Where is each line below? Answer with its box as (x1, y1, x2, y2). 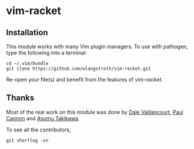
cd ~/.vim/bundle (6, 60, 49, 66)
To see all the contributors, (6, 126, 71, 133)
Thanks (6, 93, 35, 103)
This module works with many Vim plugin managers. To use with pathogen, (6, 43, 188, 50)
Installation (6, 28, 48, 38)
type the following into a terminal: (6, 49, 87, 56)
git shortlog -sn (6, 137, 49, 143)
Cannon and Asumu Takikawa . (6, 114, 80, 121)
